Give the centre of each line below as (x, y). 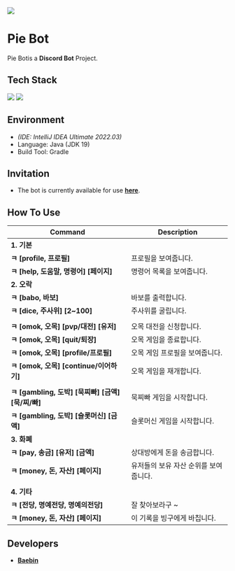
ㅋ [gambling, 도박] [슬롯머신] (59, 416)
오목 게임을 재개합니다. (166, 372)
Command (67, 232)
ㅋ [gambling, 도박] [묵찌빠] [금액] (65, 393)
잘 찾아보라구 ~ (155, 505)
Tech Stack (32, 80)
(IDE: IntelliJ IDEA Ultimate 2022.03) (70, 136)
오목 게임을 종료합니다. (166, 340)
